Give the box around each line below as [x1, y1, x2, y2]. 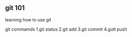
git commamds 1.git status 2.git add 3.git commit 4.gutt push [5, 26, 127, 32]
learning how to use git [5, 17, 51, 22]
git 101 [5, 4, 25, 12]
